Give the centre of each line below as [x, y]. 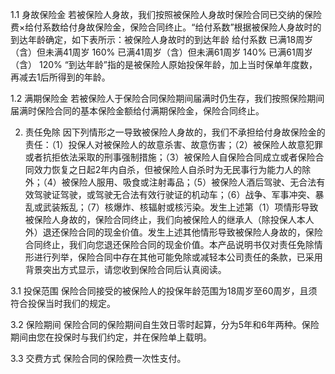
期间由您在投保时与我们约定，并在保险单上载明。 [111, 337]
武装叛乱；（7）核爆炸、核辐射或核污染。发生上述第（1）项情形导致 [180, 207]
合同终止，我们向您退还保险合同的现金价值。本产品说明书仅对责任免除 [169, 244]
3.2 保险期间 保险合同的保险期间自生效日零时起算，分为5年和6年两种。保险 [165, 324]
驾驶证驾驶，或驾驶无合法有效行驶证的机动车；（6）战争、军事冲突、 [174, 194]
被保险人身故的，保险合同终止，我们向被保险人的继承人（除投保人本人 [169, 219]
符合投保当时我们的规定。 [63, 303]
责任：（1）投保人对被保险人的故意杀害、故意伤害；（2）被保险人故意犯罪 [174, 144]
